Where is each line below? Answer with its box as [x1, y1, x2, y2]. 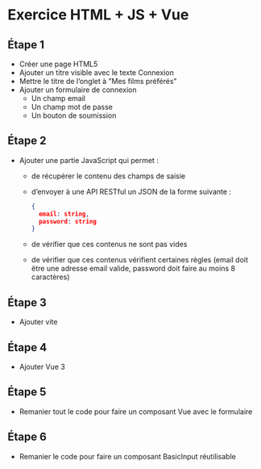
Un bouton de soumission [31, 111, 117, 120]
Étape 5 [7, 385, 47, 399]
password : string [38, 217, 97, 225]
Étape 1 [7, 38, 45, 52]
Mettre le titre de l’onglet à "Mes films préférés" [19, 77, 178, 86]
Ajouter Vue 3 [19, 362, 66, 371]
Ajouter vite [19, 317, 58, 327]
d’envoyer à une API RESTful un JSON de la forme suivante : [31, 186, 231, 196]
